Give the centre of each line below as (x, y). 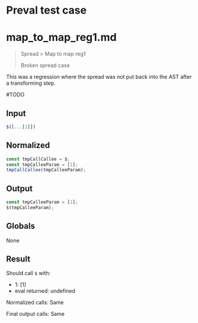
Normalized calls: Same (35, 302)
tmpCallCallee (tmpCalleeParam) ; (46, 170)
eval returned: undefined (45, 291)
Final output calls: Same (36, 314)
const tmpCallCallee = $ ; (38, 159)
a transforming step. (31, 83)
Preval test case (47, 10)
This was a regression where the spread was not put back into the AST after (99, 77)
